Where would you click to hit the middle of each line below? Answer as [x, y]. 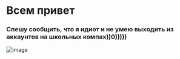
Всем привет [41, 11]
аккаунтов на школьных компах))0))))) [67, 37]
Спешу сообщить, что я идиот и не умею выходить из [90, 29]
